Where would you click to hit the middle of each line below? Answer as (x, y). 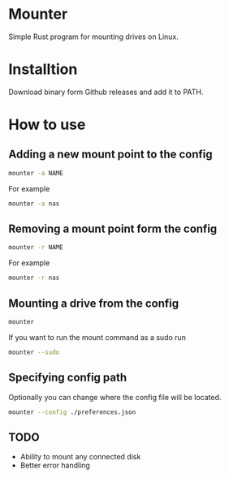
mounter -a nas (34, 204)
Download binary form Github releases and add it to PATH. (106, 92)
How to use (47, 125)
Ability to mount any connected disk (80, 457)
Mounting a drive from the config (94, 303)
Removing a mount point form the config (113, 229)
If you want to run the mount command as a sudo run (97, 337)
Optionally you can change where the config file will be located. (115, 397)
